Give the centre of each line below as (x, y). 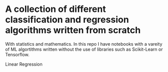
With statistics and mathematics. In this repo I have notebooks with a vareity (84, 44)
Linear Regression (24, 64)
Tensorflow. (17, 54)
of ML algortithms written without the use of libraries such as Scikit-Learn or (84, 49)
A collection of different (56, 9)
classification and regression (67, 20)
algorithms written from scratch (73, 30)
